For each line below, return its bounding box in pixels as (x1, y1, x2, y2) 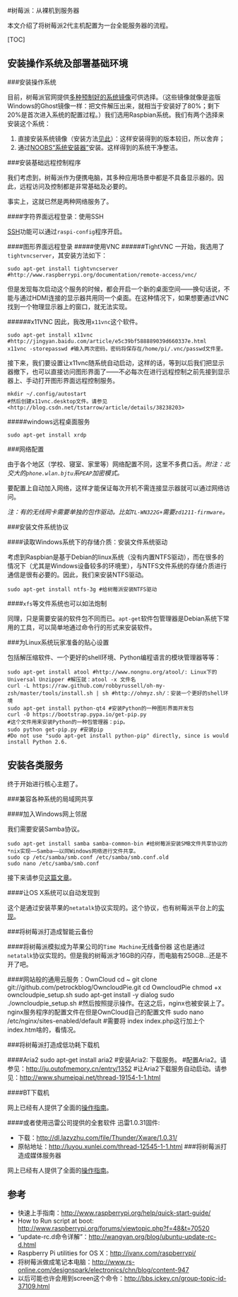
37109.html (17, 1282, 50, 1291)
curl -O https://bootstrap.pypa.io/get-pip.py (7, 710, 147, 718)
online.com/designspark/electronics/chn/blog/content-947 (17, 1266, 189, 1274)
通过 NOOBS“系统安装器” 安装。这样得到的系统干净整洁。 (17, 143, 182, 151)
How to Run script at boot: (17, 1216, 94, 1226)
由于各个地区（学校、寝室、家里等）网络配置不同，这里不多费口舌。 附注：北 (7, 459, 230, 468)
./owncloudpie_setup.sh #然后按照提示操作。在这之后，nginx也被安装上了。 (7, 998, 228, 1007)
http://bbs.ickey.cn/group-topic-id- (124, 1274, 227, 1283)
